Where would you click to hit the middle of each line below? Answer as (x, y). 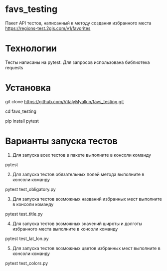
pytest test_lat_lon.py (27, 239)
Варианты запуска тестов (62, 141)
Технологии (31, 49)
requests (14, 67)
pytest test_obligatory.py (30, 189)
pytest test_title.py (24, 214)
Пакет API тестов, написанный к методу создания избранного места (78, 23)
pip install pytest (22, 121)
